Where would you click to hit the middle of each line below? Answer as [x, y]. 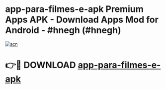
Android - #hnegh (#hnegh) [63, 30]
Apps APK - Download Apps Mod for [82, 20]
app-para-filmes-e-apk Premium [74, 9]
